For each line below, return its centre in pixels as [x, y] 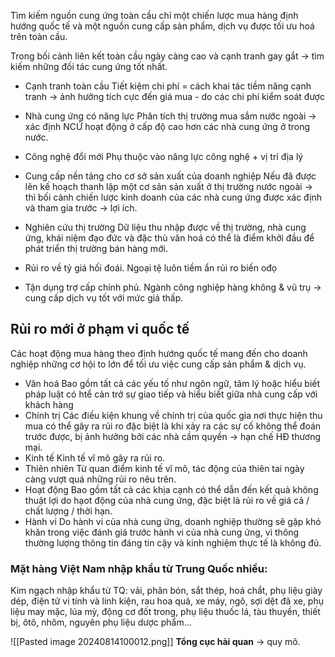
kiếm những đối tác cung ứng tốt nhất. [89, 66]
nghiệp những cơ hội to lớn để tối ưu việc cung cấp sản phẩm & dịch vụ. [158, 364]
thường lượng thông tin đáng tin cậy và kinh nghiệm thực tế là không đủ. [173, 542]
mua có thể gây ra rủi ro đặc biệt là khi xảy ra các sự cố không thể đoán [173, 426]
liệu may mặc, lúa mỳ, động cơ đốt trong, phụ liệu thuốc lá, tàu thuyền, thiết [165, 612]
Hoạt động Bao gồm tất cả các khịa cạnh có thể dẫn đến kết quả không [171, 489]
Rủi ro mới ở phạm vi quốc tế [100, 329]
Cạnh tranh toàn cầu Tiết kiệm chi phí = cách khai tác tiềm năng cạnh [168, 86]
